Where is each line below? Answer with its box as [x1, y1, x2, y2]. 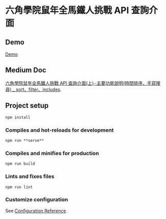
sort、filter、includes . [16, 86, 62, 92]
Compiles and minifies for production [5, 150, 99, 157]
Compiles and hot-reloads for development [5, 126, 114, 133]
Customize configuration [5, 196, 69, 203]
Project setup [5, 101, 49, 110]
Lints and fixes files [5, 173, 55, 180]
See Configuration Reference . [5, 207, 68, 213]
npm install [5, 115, 30, 120]
